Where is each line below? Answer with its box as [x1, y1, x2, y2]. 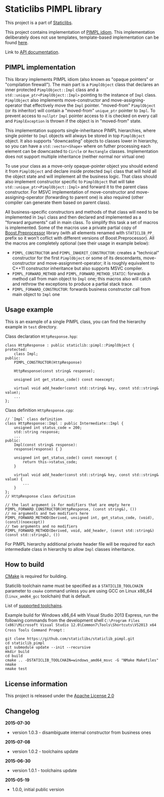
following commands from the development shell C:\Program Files [5, 618, 140, 623]
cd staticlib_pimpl [5, 641, 45, 646]
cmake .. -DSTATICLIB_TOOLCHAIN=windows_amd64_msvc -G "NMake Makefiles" [5, 658, 159, 663]
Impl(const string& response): [14, 442, 78, 447]
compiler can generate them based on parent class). [5, 199, 111, 205]
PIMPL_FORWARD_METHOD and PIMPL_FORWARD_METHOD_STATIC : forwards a [12, 271, 150, 276]
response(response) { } [14, 447, 63, 451]
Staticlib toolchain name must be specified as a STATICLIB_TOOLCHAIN [5, 583, 143, 589]
